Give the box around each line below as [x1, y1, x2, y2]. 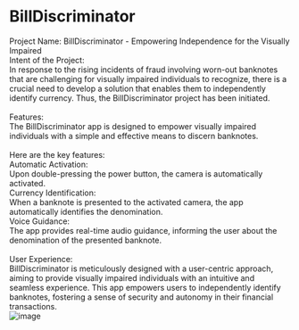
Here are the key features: [9, 149, 105, 160]
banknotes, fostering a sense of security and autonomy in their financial [9, 292, 274, 302]
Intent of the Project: [9, 54, 85, 65]
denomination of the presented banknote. [9, 235, 162, 245]
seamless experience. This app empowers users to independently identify [9, 282, 281, 293]
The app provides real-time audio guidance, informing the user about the [9, 225, 278, 235]
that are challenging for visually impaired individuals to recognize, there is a [9, 73, 287, 84]
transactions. [9, 301, 58, 311]
